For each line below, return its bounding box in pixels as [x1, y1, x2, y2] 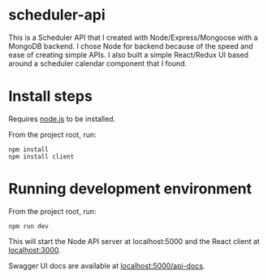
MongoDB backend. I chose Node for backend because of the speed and [8, 41, 253, 50]
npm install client [8, 152, 75, 160]
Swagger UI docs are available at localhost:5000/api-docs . [8, 260, 205, 270]
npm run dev [8, 222, 49, 230]
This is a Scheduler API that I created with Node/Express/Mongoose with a [8, 33, 258, 42]
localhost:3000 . [8, 245, 61, 255]
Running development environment [8, 180, 253, 198]
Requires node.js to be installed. [8, 114, 116, 124]
